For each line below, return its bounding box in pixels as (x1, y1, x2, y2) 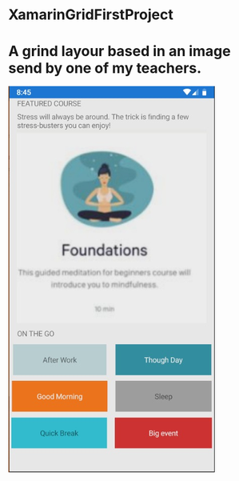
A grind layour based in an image (8, 42, 231, 61)
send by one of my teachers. (8, 59, 202, 78)
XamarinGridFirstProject (8, 6, 173, 24)
